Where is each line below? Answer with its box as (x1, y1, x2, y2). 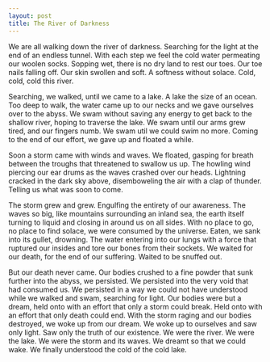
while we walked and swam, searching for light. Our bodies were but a (8, 293, 242, 303)
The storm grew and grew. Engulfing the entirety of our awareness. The (8, 200, 246, 210)
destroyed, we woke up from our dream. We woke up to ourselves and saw (8, 318, 258, 328)
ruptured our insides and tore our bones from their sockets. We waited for (8, 243, 254, 253)
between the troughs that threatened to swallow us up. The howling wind (8, 158, 251, 168)
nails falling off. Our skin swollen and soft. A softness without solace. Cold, (8, 67, 256, 77)
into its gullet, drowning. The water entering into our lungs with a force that (8, 234, 257, 244)
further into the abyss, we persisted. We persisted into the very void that (8, 276, 249, 285)
